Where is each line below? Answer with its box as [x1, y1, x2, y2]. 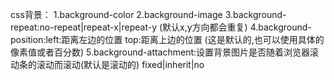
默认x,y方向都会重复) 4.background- [162, 21, 312, 33]
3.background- [224, 9, 287, 20]
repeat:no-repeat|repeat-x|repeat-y [10, 21, 158, 33]
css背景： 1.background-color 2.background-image [10, 9, 223, 20]
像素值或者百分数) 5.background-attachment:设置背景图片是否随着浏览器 [10, 46, 311, 58]
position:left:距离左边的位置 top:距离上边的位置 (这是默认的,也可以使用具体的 [10, 34, 325, 45]
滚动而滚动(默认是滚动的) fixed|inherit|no [36, 59, 205, 70]
